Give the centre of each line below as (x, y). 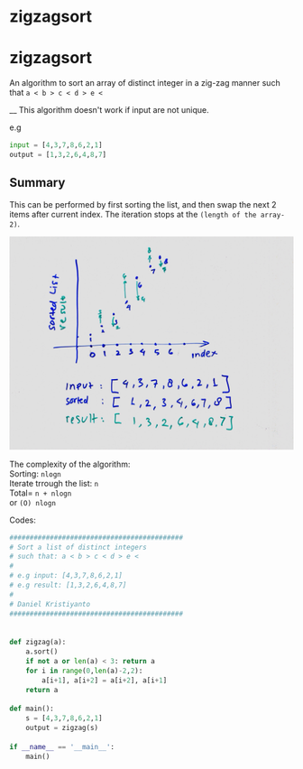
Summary (37, 183)
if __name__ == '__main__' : (62, 746)
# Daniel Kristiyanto (50, 604)
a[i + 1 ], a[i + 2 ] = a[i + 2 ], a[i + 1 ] (105, 680)
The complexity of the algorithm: (70, 464)
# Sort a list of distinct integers (78, 547)
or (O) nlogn (33, 502)
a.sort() (42, 652)
